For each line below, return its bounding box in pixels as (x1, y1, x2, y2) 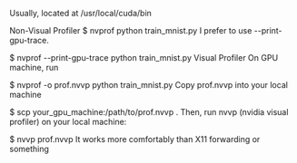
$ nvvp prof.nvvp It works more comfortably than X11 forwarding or (9, 134, 261, 144)
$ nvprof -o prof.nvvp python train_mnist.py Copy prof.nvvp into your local (9, 80, 289, 90)
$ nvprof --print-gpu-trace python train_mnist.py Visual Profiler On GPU (9, 53, 279, 62)
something (9, 144, 50, 154)
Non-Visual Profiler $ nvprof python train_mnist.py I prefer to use (9, 25, 252, 35)
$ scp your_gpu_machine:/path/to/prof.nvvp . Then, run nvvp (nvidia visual (9, 107, 289, 117)
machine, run (9, 62, 59, 72)
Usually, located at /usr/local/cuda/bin (9, 8, 153, 18)
